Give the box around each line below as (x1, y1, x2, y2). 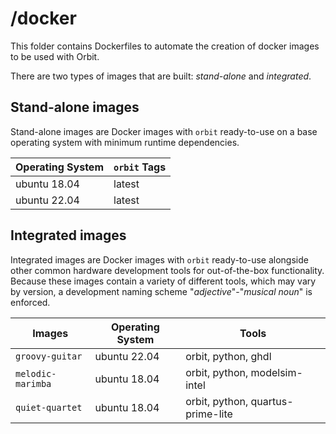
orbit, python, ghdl (185, 349, 272, 363)
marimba (15, 378, 52, 389)
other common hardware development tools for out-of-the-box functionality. (10, 264, 325, 276)
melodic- (15, 368, 57, 379)
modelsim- (250, 365, 303, 379)
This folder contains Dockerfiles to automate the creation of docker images (10, 40, 320, 52)
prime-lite (185, 407, 233, 421)
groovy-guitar (15, 350, 83, 362)
